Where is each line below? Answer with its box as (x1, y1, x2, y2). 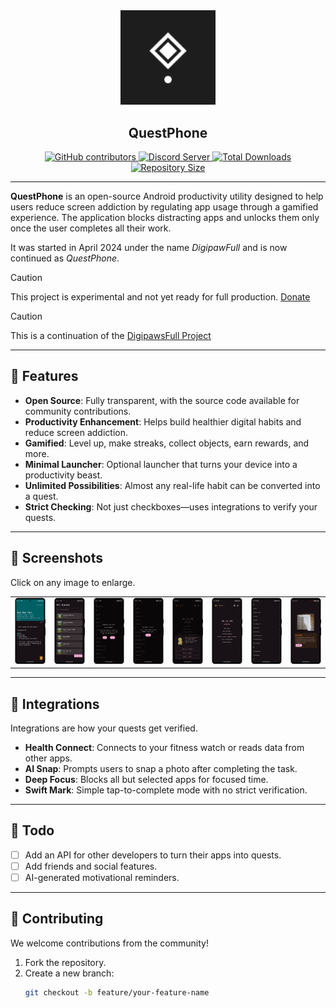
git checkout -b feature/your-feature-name (24, 987, 210, 998)
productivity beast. (24, 469, 103, 481)
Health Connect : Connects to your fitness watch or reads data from (24, 742, 305, 754)
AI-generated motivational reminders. (24, 872, 180, 884)
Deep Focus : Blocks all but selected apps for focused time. (24, 774, 269, 786)
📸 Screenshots (10, 550, 104, 567)
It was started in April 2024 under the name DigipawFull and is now (10, 242, 288, 253)
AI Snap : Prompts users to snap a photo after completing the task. (24, 763, 298, 775)
